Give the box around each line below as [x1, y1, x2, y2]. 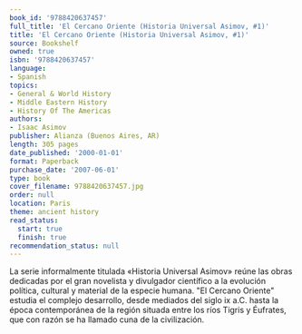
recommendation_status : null [9, 241, 120, 250]
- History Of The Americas [9, 106, 112, 115]
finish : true [17, 232, 67, 241]
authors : [9, 114, 43, 123]
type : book [9, 173, 51, 182]
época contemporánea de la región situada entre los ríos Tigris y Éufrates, [9, 305, 287, 316]
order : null [9, 191, 54, 200]
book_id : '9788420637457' [9, 13, 107, 23]
